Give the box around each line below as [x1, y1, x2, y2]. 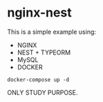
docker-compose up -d [7, 76, 70, 83]
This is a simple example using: [7, 28, 97, 36]
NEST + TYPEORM [17, 48, 71, 57]
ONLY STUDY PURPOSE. [7, 88, 78, 96]
